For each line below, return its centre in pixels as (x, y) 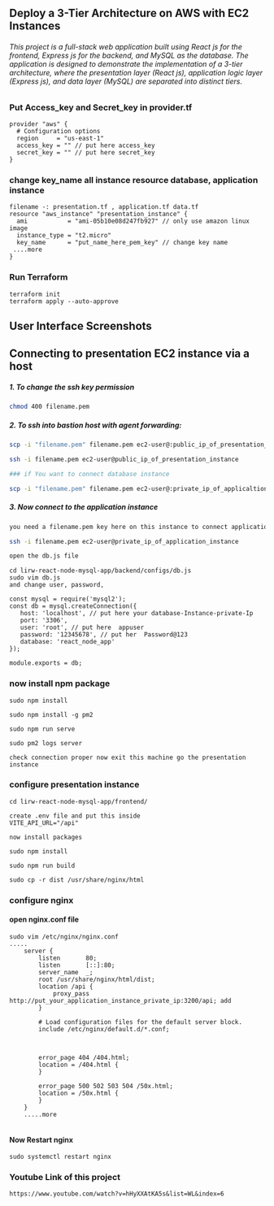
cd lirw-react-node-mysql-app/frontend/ (79, 801)
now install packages (46, 837)
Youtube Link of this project (65, 1178)
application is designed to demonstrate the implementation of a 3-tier (126, 63)
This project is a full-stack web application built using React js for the (126, 46)
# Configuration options (59, 131)
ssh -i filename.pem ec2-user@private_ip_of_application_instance (124, 541)
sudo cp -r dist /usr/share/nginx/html (77, 880)
